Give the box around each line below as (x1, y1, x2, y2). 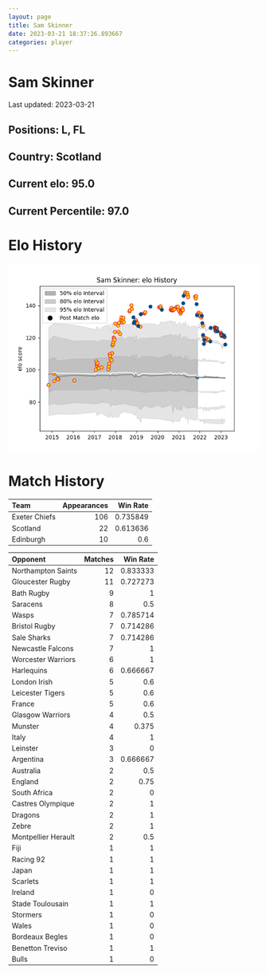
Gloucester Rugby (11, 577, 71, 586)
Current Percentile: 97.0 (8, 204, 130, 218)
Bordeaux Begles (11, 932, 68, 941)
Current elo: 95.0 (8, 177, 96, 191)
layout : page (8, 13, 52, 21)
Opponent (11, 554, 46, 564)
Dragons (11, 810, 40, 819)
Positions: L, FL (8, 123, 86, 136)
